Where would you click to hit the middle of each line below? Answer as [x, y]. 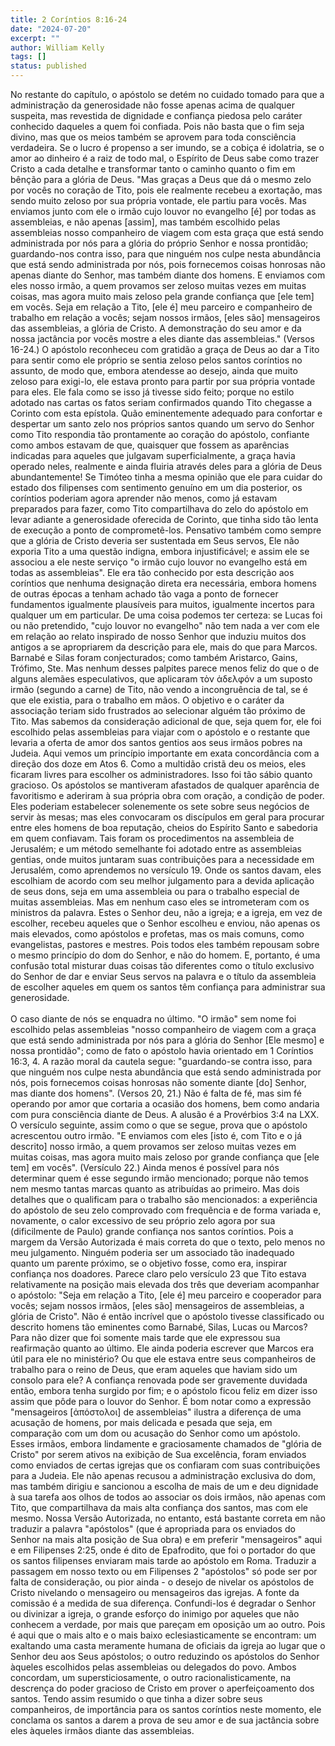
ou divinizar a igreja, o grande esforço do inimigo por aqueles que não [155, 1614]
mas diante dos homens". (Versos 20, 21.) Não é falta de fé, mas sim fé [156, 1093]
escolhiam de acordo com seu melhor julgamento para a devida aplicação [162, 880]
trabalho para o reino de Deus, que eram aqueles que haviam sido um [154, 1369]
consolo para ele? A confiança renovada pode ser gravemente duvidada [159, 1380]
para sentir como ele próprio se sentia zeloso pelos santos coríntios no [156, 360]
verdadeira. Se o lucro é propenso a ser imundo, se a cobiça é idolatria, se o [167, 147]
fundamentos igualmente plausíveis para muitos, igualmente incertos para [162, 604]
